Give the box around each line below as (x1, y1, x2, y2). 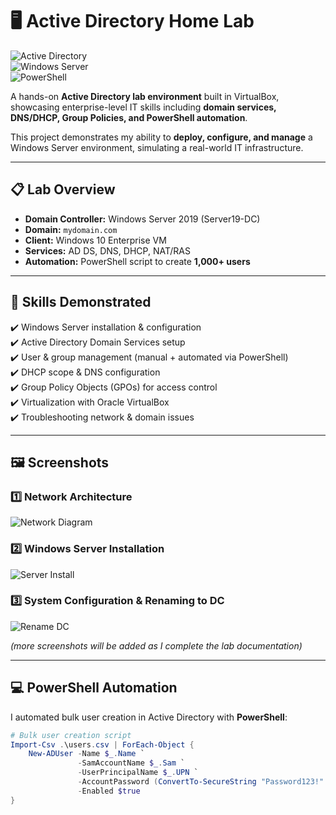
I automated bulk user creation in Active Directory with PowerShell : (10, 711, 288, 723)
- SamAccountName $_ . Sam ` (77, 758, 186, 768)
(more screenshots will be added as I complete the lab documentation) (10, 639, 303, 652)
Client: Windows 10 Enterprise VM (24, 234, 167, 246)
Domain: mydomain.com (24, 223, 118, 235)
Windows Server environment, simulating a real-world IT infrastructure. (10, 141, 304, 153)
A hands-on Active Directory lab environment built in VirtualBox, (10, 90, 280, 102)
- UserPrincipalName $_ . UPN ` (77, 768, 199, 778)
